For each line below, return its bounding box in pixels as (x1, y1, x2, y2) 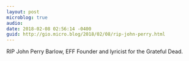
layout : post (6, 8, 40, 15)
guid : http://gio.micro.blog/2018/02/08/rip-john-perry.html (6, 31, 166, 37)
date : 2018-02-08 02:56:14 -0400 (6, 25, 92, 32)
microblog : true (6, 14, 48, 21)
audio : (6, 20, 23, 26)
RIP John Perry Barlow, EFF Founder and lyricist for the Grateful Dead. (6, 48, 183, 55)
